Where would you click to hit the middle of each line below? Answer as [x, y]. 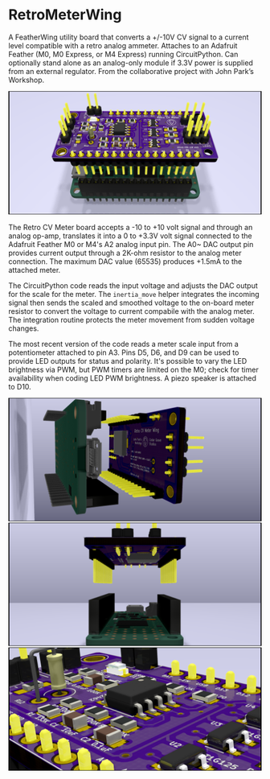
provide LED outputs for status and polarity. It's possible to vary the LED [128, 361]
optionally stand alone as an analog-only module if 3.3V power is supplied [131, 63]
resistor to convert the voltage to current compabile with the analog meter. [131, 311]
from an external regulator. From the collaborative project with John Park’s [131, 71]
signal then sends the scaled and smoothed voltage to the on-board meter [131, 303]
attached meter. [35, 270]
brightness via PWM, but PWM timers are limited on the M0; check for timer [133, 370]
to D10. [20, 387]
